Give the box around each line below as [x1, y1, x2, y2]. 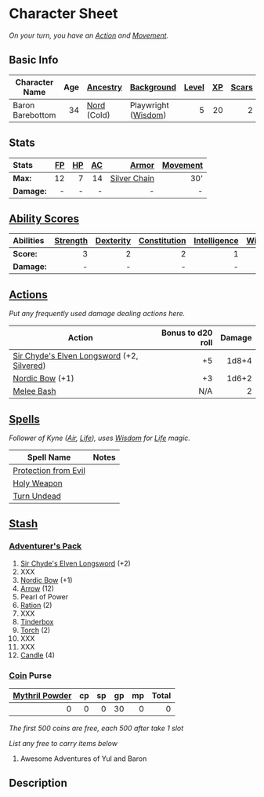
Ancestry [86, 82, 123, 93]
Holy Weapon [13, 478, 63, 489]
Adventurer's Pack [9, 540, 82, 551]
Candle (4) [20, 650, 56, 660]
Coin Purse [9, 670, 52, 681]
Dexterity [95, 235, 132, 246]
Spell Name [27, 452, 71, 463]
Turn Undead [13, 491, 62, 501]
